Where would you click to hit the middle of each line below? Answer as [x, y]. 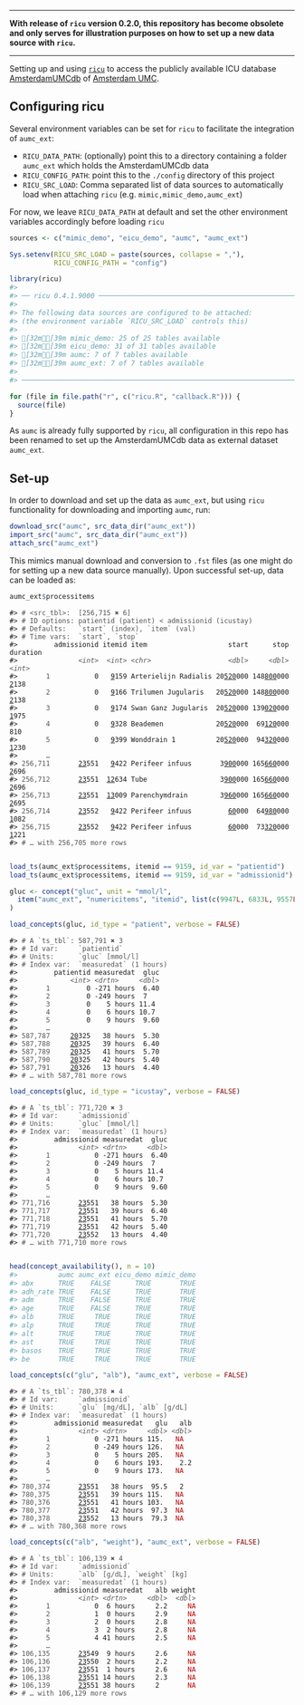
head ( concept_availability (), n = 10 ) [82, 1266]
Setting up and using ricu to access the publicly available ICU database [143, 68]
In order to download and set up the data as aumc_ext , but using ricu [137, 500]
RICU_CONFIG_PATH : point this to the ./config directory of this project [148, 175]
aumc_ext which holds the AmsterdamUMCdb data [116, 165]
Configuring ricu [57, 106]
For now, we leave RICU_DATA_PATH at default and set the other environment [148, 212]
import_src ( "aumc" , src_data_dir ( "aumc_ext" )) [99, 535]
